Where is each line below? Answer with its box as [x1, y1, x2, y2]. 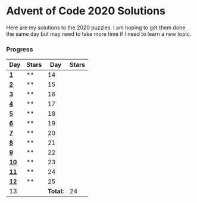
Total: [47, 187, 64, 195]
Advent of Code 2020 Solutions [6, 4, 165, 18]
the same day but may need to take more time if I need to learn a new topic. [6, 30, 192, 37]
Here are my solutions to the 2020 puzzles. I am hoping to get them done [6, 24, 186, 31]
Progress [6, 45, 33, 53]
